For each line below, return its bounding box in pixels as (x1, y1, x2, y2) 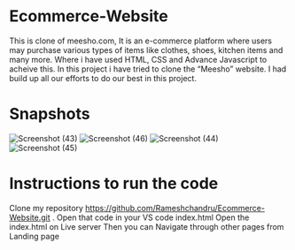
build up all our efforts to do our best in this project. (9, 72, 198, 83)
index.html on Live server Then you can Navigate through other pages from (9, 221, 284, 231)
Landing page (9, 231, 60, 241)
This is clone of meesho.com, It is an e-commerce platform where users (9, 35, 273, 46)
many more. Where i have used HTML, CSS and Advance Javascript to (9, 54, 268, 64)
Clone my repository (9, 202, 84, 213)
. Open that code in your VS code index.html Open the (51, 212, 250, 223)
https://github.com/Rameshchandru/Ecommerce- (85, 202, 266, 213)
